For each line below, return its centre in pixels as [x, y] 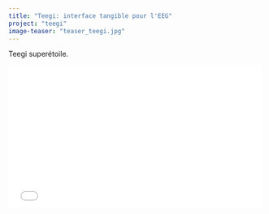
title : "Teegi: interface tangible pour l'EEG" [91, 16]
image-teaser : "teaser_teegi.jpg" [67, 31]
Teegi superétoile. [39, 54]
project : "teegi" [38, 24]
